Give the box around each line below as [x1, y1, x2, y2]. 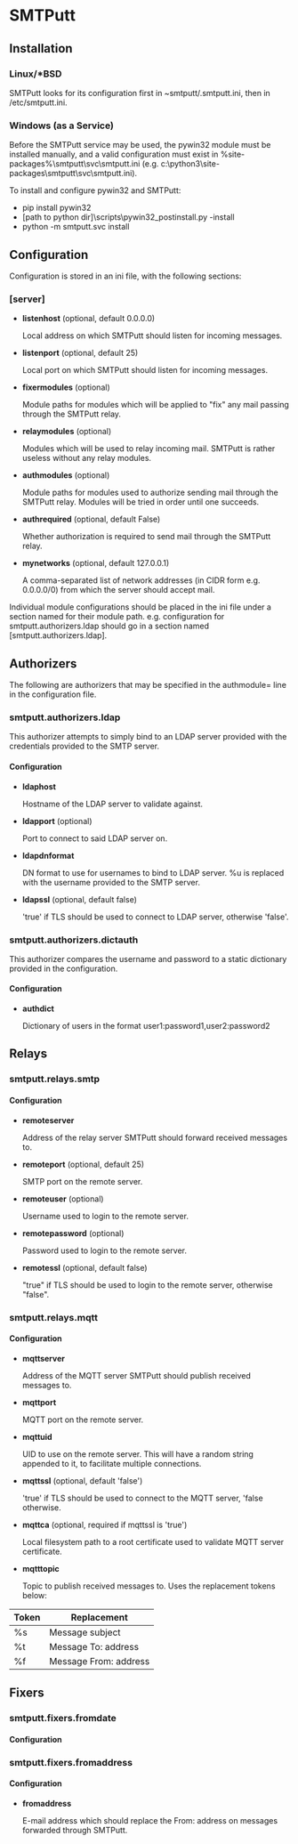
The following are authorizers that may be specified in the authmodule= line [9, 680, 287, 691]
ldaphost [21, 780, 56, 792]
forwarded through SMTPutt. [21, 1824, 128, 1835]
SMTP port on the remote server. [21, 1176, 143, 1186]
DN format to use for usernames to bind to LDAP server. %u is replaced [21, 867, 285, 878]
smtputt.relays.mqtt [9, 1311, 99, 1323]
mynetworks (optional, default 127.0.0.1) [21, 558, 170, 569]
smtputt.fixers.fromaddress [9, 1756, 133, 1768]
